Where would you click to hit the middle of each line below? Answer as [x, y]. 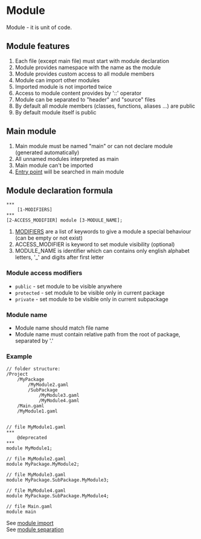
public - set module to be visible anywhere [69, 286]
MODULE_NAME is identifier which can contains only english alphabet [102, 251]
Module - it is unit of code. [39, 27]
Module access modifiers [44, 273]
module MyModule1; [29, 448]
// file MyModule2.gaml [36, 459]
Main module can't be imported [54, 165]
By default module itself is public [56, 112]
